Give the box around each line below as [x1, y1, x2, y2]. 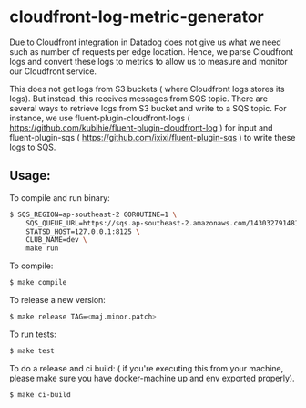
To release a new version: [9, 295, 107, 305]
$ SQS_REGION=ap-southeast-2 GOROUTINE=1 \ [9, 210, 178, 219]
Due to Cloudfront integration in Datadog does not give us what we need [9, 37, 282, 47]
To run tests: [9, 329, 56, 340]
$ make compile [9, 278, 67, 288]
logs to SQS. [9, 141, 56, 152]
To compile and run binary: [9, 192, 111, 203]
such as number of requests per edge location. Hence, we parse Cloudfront [9, 46, 294, 57]
